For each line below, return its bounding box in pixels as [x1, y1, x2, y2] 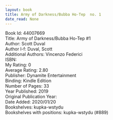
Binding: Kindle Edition [5, 78, 51, 84]
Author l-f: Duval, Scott [5, 46, 53, 52]
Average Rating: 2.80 [5, 67, 48, 73]
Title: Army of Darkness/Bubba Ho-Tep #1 [5, 35, 91, 41]
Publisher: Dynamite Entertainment [5, 73, 77, 79]
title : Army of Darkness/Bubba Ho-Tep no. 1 [5, 12, 101, 17]
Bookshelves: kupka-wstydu [5, 104, 64, 110]
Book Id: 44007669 [5, 30, 45, 36]
